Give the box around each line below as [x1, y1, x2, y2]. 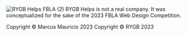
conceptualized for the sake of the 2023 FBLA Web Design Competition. [6, 12, 182, 19]
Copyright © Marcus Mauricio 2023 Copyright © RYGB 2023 [6, 24, 155, 30]
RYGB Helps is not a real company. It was [65, 6, 166, 12]
